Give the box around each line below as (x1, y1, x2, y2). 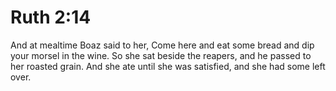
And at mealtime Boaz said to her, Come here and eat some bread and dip (10, 39, 315, 51)
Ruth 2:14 (10, 6, 92, 29)
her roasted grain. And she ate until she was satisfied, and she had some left (10, 60, 326, 72)
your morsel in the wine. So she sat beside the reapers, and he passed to (10, 49, 312, 61)
